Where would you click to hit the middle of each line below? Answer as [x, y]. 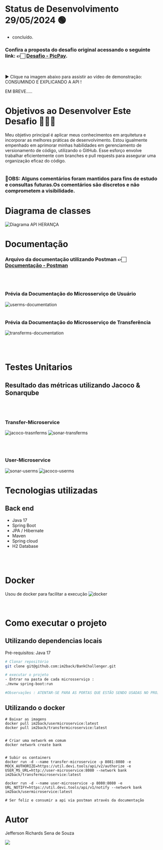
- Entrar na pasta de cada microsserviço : [50, 679]
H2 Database [25, 546]
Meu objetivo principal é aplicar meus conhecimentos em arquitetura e [76, 135]
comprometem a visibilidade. [40, 191]
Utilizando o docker [35, 708]
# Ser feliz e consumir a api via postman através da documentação [75, 800]
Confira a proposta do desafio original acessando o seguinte [78, 50]
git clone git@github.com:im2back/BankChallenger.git [61, 666]
